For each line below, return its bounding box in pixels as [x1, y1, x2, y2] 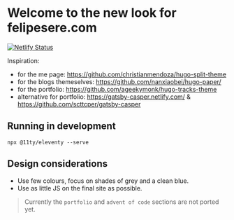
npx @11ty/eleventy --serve [7, 139, 89, 146]
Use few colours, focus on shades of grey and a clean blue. [17, 177, 189, 185]
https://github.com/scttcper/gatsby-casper [17, 99, 141, 108]
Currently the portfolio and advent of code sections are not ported [24, 198, 219, 206]
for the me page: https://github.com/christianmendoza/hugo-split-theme [17, 70, 227, 78]
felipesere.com [7, 20, 98, 36]
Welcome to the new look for [7, 5, 177, 21]
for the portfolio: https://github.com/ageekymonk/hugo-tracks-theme [17, 85, 217, 93]
